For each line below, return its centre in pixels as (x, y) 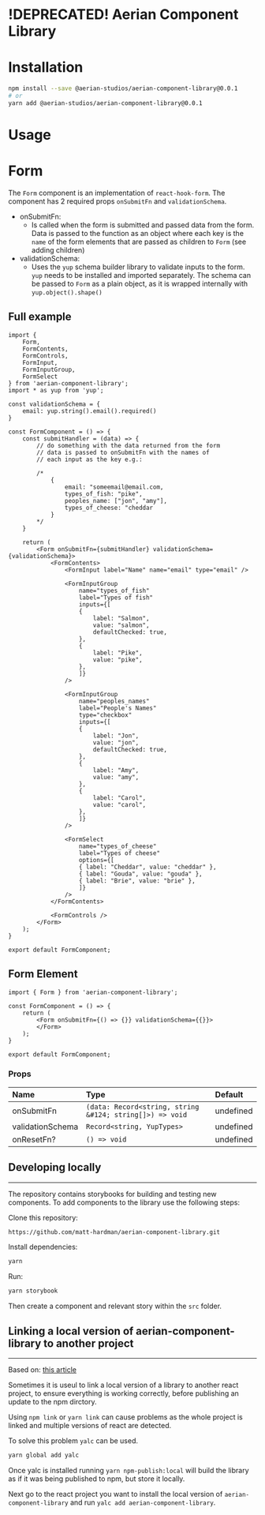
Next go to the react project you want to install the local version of (116, 1494)
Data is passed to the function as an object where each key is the (138, 233)
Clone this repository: (43, 1217)
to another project (88, 1343)
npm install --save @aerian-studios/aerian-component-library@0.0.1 (123, 88)
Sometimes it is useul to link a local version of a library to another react (123, 1385)
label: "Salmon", (121, 618)
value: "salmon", (121, 625)
